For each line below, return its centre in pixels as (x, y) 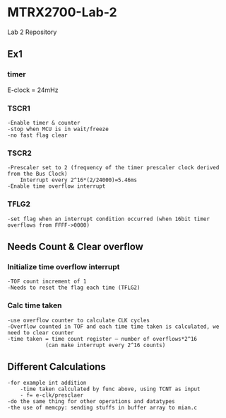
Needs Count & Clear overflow (75, 246)
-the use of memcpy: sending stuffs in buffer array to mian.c (102, 408)
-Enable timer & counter (44, 123)
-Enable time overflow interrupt (56, 186)
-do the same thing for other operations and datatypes (91, 402)
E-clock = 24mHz (33, 90)
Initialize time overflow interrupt (64, 266)
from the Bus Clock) (38, 174)
